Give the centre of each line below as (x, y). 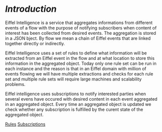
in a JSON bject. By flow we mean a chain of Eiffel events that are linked (78, 38)
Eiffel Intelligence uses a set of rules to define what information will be (76, 53)
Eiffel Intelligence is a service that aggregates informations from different (79, 23)
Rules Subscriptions (25, 124)
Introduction (31, 9)
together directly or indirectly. (35, 43)
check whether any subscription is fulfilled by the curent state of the (74, 109)
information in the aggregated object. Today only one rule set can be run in (81, 63)
